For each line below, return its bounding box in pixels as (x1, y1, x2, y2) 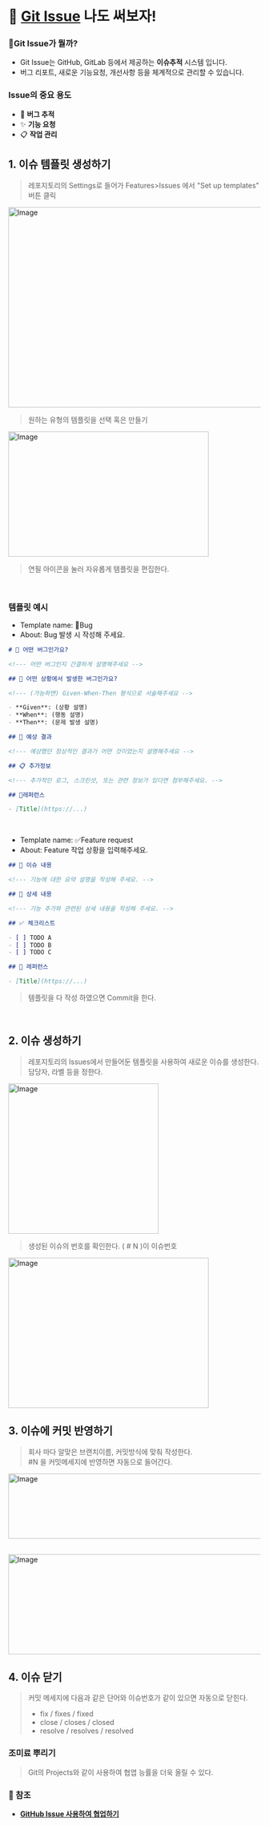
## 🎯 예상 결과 (8, 733, 52, 741)
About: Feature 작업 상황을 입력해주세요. (19, 845, 148, 855)
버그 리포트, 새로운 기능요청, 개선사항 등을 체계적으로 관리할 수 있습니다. (19, 67, 244, 77)
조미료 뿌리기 (8, 1747, 56, 1759)
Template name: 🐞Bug (19, 620, 94, 630)
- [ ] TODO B (8, 941, 52, 949)
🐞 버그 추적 (19, 109, 54, 119)
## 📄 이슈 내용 (8, 861, 52, 869)
